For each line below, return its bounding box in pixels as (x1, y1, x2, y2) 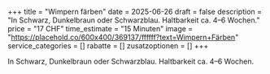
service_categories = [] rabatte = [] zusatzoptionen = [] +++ (7, 41, 209, 51)
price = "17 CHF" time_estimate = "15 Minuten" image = (7, 24, 194, 33)
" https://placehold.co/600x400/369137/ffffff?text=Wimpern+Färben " (7, 32, 239, 42)
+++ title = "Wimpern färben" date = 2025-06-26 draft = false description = (7, 7, 262, 16)
